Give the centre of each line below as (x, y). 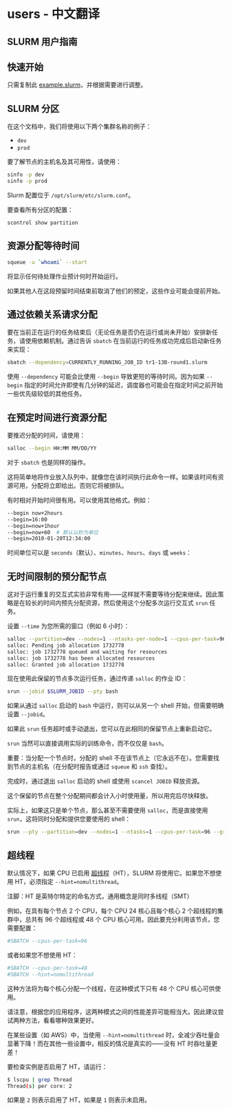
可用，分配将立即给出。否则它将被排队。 (70, 485)
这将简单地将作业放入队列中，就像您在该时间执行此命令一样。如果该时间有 (112, 477)
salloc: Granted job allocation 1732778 (66, 665)
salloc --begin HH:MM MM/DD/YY (52, 448)
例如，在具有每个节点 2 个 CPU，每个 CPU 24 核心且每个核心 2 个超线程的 (112, 911)
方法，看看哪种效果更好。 (61, 1020)
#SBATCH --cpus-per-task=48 (47, 968)
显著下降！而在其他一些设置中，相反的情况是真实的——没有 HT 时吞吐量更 (112, 1043)
